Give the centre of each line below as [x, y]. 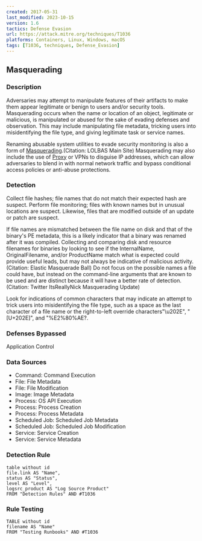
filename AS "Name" [31, 527]
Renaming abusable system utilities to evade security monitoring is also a [97, 144]
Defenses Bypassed [36, 334]
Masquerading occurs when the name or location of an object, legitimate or [100, 113]
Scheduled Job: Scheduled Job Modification [70, 426]
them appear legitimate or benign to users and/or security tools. [86, 107]
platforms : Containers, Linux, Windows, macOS [66, 40]
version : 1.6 [23, 23]
